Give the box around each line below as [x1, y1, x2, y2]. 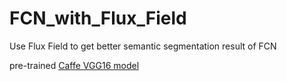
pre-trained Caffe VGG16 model [9, 59, 140, 71]
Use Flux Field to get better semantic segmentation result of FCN [9, 40, 277, 52]
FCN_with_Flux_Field [9, 7, 187, 30]
